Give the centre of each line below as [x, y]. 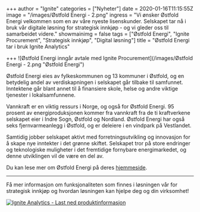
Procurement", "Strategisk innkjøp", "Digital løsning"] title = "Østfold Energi [98, 40]
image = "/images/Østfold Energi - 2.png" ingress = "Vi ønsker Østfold [92, 15]
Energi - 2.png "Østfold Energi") [45, 64]
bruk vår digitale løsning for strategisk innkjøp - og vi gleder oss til [87, 27]
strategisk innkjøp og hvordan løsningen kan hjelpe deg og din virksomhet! [98, 191]
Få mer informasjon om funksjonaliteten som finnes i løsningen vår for [92, 185]
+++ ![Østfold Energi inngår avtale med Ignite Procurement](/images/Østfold [100, 58]
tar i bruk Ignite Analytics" [38, 46]
